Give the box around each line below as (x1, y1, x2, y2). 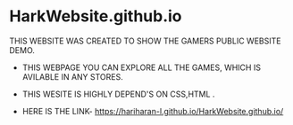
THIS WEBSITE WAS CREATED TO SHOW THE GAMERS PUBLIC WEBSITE (9, 35, 281, 46)
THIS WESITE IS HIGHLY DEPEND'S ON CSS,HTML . (21, 89, 215, 99)
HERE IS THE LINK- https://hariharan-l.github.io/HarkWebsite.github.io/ (21, 105, 284, 116)
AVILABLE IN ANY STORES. (21, 71, 123, 82)
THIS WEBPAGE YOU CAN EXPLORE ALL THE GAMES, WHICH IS (21, 62, 262, 73)
